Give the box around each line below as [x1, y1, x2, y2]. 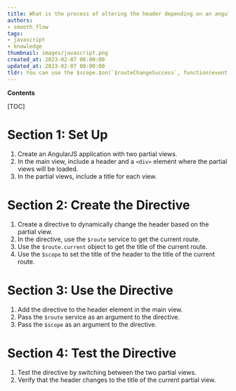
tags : [7, 30, 23, 37]
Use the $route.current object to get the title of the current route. [17, 243, 208, 251]
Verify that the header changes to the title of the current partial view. [17, 376, 216, 384]
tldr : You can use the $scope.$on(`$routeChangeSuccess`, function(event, [7, 69, 231, 76]
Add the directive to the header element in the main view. [17, 305, 183, 314]
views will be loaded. [17, 165, 79, 173]
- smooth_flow [7, 23, 49, 30]
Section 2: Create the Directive [7, 197, 190, 213]
